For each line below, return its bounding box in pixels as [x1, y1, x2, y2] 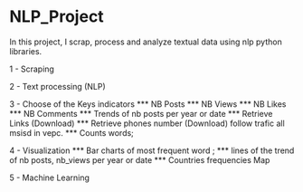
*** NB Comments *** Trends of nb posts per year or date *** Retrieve [9, 108, 273, 119]
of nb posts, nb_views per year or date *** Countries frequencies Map [9, 154, 270, 165]
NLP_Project [9, 6, 104, 27]
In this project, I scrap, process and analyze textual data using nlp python [9, 36, 282, 47]
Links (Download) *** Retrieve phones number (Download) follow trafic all [9, 118, 285, 129]
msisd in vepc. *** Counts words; [9, 127, 134, 138]
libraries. [9, 45, 43, 56]
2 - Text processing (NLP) [9, 81, 106, 91]
